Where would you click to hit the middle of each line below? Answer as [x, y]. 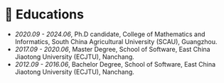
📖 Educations [44, 15]
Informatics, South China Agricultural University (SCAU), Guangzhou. [116, 41]
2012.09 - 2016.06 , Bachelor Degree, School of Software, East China [115, 64]
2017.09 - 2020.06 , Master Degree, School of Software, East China [112, 49]
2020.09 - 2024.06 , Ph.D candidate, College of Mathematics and [110, 34]
